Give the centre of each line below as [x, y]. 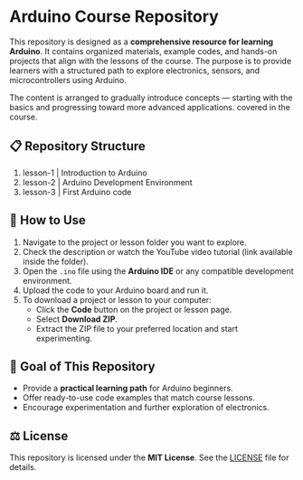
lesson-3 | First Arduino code [77, 192]
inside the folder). [55, 261]
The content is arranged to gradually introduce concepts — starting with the [151, 98]
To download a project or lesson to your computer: [117, 299]
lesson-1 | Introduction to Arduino [85, 173]
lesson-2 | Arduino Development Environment [107, 182]
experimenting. [64, 338]
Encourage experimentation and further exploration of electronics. [146, 408]
